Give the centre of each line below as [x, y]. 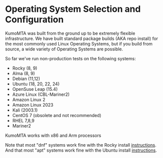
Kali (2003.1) [25, 110]
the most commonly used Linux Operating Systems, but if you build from [79, 43]
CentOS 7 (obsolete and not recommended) [57, 115]
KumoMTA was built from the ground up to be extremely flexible [70, 33]
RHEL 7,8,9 [23, 120]
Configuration [35, 20]
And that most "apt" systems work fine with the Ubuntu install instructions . [81, 150]
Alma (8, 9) [24, 73]
